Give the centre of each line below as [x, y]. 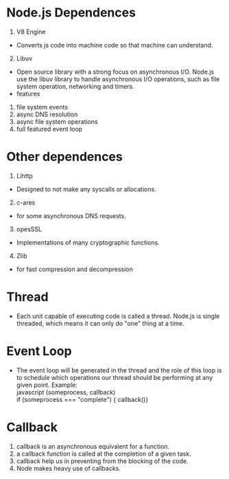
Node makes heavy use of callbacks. [69, 468]
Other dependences [64, 157]
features [28, 94]
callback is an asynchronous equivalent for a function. [93, 446]
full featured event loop [49, 129]
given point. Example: [47, 385]
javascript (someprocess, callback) [66, 392]
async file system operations [57, 121]
